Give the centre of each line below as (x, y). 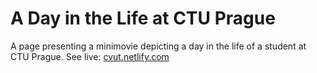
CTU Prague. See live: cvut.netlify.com (90, 56)
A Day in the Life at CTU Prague (143, 18)
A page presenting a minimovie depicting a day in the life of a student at (158, 46)
